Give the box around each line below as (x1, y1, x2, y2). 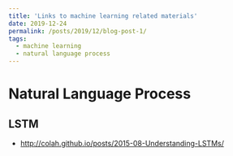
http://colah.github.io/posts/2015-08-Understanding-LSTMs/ (19, 139, 225, 148)
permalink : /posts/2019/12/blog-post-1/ (8, 27, 148, 35)
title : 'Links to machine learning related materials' (8, 11, 198, 20)
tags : (8, 34, 27, 43)
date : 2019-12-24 (8, 19, 67, 28)
